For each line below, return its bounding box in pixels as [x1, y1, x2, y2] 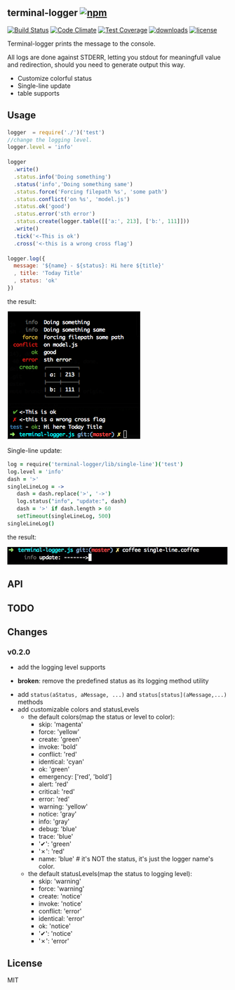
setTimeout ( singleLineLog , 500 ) [16, 513, 112, 520]
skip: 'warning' [38, 877, 82, 886]
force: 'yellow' [38, 728, 80, 736]
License [7, 957, 43, 969]
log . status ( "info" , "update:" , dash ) [16, 498, 128, 505]
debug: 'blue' [38, 825, 77, 833]
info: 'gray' [38, 817, 70, 826]
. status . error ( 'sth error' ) [13, 210, 96, 218]
